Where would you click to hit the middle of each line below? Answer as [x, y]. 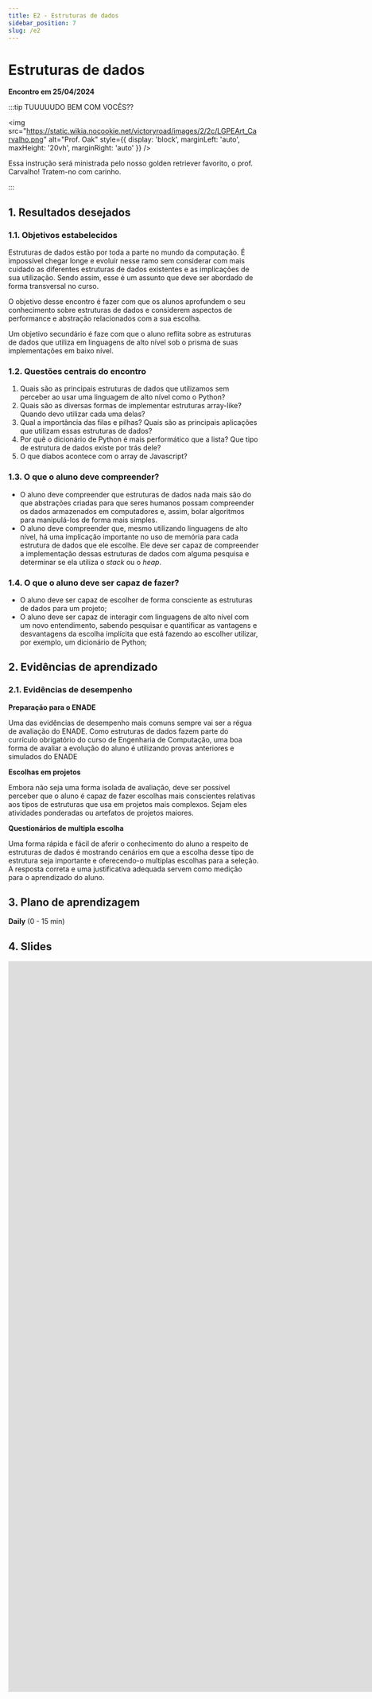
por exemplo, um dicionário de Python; [83, 642]
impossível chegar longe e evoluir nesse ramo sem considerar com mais [126, 261]
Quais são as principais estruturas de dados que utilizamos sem [124, 389]
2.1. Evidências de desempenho [70, 690]
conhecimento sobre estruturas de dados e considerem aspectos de [120, 310]
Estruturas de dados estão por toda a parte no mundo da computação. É [127, 252]
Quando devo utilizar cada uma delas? [82, 414]
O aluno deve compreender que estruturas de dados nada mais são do [136, 494]
